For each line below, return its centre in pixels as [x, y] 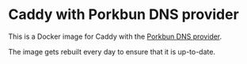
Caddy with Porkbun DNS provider [123, 15]
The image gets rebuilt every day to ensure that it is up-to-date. [112, 51]
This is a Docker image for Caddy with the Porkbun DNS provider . [115, 36]
